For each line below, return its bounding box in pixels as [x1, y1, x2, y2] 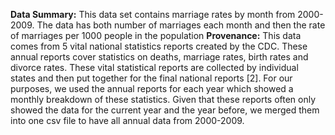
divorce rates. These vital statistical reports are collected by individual [10, 62, 299, 73]
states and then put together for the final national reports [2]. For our [10, 72, 293, 84]
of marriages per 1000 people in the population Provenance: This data [10, 30, 302, 41]
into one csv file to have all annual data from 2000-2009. [10, 115, 245, 126]
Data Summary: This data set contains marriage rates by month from [10, 9, 296, 20]
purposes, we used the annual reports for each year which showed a [10, 83, 294, 94]
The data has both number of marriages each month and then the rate [36, 19, 326, 31]
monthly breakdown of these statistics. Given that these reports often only [10, 94, 317, 105]
